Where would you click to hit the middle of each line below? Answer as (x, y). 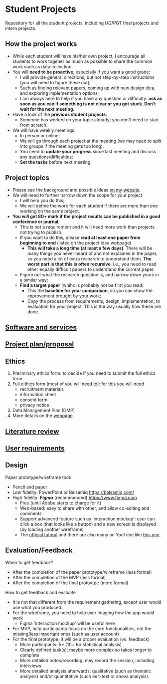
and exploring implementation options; (59, 93)
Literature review (32, 431)
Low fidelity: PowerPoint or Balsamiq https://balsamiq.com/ (73, 492)
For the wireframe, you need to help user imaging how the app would (83, 613)
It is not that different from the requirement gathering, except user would (87, 602)
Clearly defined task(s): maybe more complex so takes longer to (86, 650)
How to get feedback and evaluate (41, 592)
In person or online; (40, 135)
